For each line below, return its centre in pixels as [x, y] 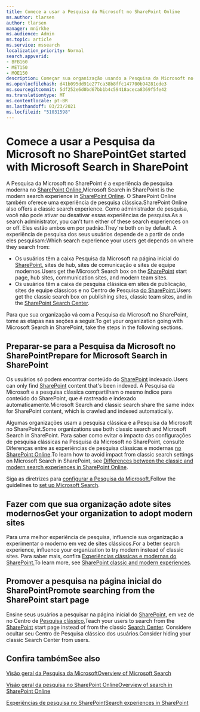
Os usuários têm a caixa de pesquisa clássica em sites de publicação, [101, 284]
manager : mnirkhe [28, 28]
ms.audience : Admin [30, 34]
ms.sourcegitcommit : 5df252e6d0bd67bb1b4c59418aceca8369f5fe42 [87, 90]
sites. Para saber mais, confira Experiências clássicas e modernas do [91, 556]
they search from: [28, 247]
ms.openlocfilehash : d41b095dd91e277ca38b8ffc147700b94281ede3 [87, 84]
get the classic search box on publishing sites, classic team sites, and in [103, 297]
